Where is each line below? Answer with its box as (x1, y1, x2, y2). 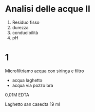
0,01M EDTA (5, 92, 29, 97)
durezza (12, 24, 29, 30)
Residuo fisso (12, 19, 40, 25)
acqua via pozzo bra (12, 82, 54, 88)
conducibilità (12, 30, 38, 35)
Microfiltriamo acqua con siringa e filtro (5, 68, 84, 74)
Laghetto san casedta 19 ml (5, 101, 60, 107)
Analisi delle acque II (5, 3, 91, 15)
